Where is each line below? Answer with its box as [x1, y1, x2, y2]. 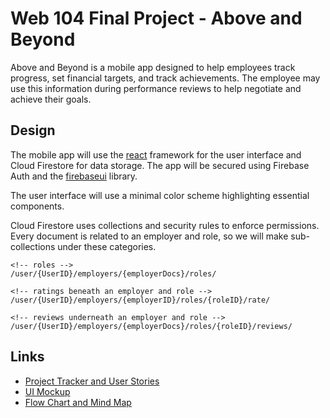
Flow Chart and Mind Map [24, 396, 132, 408]
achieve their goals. [10, 93, 92, 105]
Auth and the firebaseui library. [10, 170, 138, 182]
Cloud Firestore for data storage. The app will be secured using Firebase [10, 159, 310, 171]
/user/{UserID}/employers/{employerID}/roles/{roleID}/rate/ [10, 295, 271, 305]
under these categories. [57, 240, 157, 252]
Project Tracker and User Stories [24, 375, 160, 387]
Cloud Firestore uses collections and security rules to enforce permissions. [10, 219, 320, 231]
